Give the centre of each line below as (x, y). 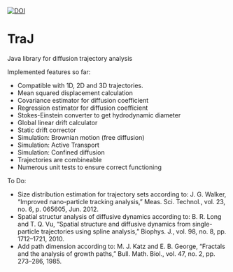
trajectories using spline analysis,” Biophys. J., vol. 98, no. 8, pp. (134, 231)
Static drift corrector (47, 130)
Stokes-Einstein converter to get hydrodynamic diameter (99, 115)
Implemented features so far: (49, 72)
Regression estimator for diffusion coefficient (83, 108)
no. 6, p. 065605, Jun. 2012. (58, 209)
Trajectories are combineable (60, 159)
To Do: (17, 180)
